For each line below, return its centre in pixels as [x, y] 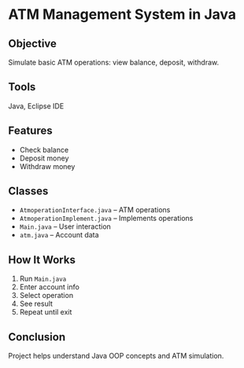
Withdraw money [47, 166]
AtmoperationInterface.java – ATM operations [95, 210]
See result [36, 304]
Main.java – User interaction [65, 226]
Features [30, 131]
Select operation [46, 296]
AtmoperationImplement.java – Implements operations [106, 219]
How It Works [42, 260]
